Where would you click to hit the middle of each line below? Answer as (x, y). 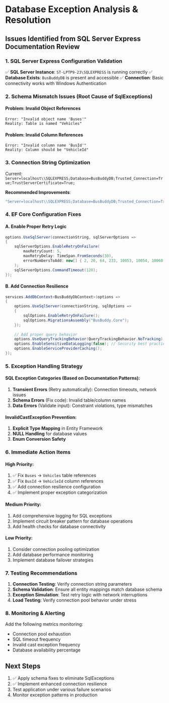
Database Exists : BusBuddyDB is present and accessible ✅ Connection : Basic (84, 77)
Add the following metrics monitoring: (44, 624)
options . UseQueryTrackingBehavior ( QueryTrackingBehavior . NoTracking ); (90, 339)
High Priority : (20, 464)
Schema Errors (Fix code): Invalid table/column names (69, 400)
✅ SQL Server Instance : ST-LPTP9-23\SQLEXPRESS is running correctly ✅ (79, 72)
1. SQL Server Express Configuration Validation (64, 61)
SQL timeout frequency (37, 639)
